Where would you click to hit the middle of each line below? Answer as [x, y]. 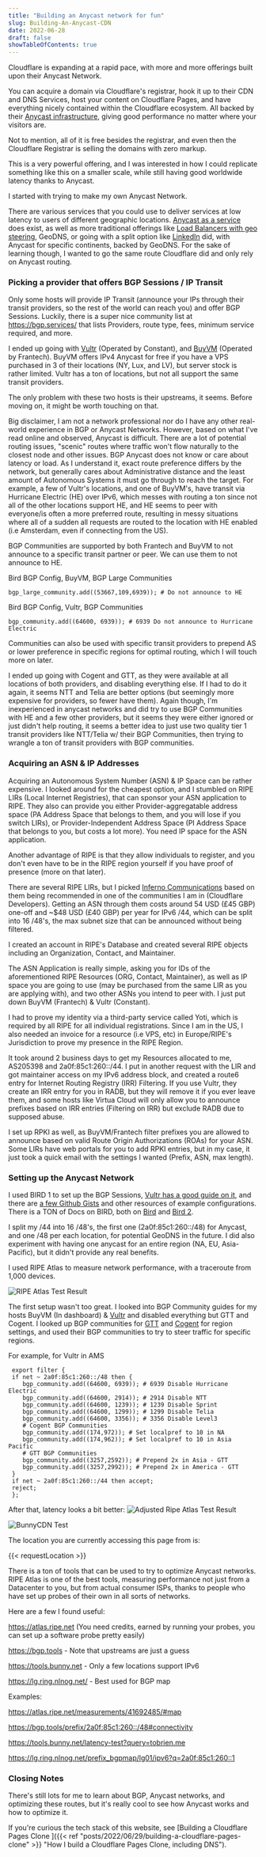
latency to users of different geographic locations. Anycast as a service [125, 220]
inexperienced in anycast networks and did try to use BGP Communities [125, 709]
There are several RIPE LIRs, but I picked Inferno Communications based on [131, 887]
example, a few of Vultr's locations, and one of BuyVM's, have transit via [127, 488]
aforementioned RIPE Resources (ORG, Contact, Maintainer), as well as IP [128, 976]
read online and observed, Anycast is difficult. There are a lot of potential [127, 438]
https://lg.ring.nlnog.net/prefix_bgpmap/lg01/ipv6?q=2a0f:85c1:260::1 [122, 1758]
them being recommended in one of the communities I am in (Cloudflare [126, 895]
